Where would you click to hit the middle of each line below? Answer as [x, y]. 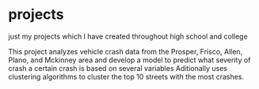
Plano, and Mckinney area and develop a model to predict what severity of [129, 60]
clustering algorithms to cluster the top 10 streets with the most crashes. [126, 76]
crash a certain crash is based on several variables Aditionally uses [118, 68]
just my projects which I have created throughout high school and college [128, 36]
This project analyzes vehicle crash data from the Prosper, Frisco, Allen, [126, 51]
